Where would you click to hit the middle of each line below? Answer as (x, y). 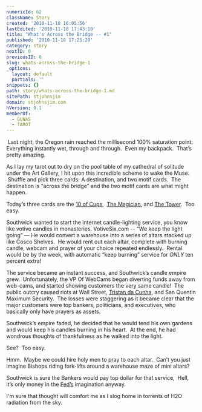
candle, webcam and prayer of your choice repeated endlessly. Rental (94, 248)
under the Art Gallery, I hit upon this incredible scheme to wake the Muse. (98, 173)
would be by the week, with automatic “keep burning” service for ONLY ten (100, 255)
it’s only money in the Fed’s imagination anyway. (66, 384)
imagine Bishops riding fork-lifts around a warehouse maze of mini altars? (98, 366)
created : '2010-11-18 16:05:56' (47, 23)
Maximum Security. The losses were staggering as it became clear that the (100, 299)
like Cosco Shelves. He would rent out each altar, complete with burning (97, 242)
